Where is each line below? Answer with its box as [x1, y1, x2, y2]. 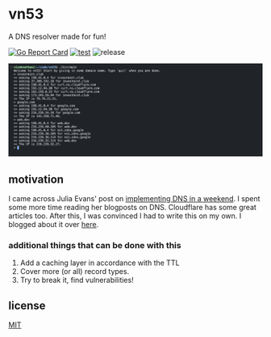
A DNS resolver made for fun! [8, 32, 106, 41]
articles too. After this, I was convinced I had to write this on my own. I [8, 211, 242, 221]
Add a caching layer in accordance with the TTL [19, 258, 180, 267]
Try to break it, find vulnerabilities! [19, 276, 135, 285]
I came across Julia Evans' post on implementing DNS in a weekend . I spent [8, 194, 261, 203]
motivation [8, 172, 65, 186]
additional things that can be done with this [8, 239, 181, 251]
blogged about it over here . [8, 220, 99, 229]
